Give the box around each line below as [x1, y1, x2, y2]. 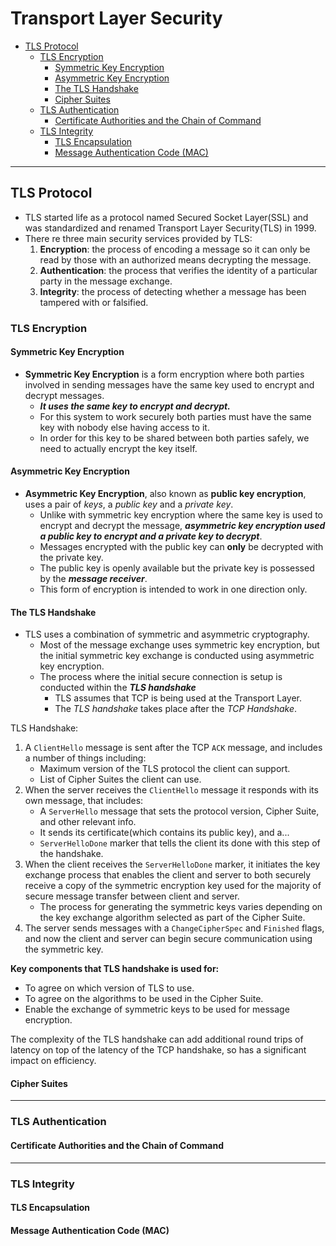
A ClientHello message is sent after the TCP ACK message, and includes [24, 742, 323, 754]
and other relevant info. [39, 816, 137, 828]
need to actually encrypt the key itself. [39, 442, 198, 454]
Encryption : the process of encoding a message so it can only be [39, 243, 311, 255]
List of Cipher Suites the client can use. [39, 773, 202, 786]
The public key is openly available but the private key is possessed [39, 562, 315, 574]
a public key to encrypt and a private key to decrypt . [39, 530, 263, 542]
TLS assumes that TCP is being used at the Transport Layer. [54, 692, 302, 704]
